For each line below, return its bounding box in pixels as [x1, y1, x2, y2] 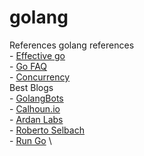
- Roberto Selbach [9, 124, 85, 136]
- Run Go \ [9, 134, 52, 146]
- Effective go [9, 49, 66, 61]
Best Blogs [9, 81, 54, 93]
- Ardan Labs [9, 113, 64, 125]
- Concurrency [9, 71, 71, 83]
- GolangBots [9, 92, 64, 104]
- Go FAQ [9, 60, 48, 72]
